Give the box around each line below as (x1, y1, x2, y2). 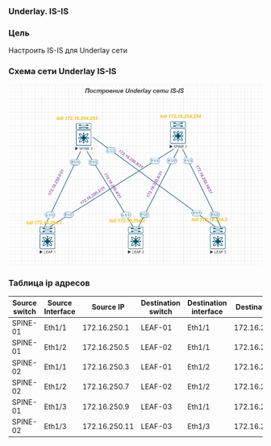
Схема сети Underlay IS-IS (8, 66, 117, 77)
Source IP (91, 302, 125, 312)
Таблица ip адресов (8, 277, 90, 288)
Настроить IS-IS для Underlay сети (8, 46, 127, 56)
